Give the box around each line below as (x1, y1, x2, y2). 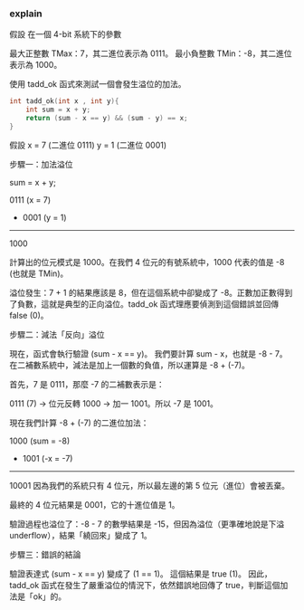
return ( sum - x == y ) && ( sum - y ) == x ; (25, 114, 188, 123)
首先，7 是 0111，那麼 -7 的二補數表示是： (9, 378, 165, 389)
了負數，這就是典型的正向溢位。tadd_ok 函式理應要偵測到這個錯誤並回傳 (9, 298, 280, 310)
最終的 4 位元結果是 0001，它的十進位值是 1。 (9, 499, 180, 510)
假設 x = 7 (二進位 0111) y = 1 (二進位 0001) (9, 139, 167, 150)
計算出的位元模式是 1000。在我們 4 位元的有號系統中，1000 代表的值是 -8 (9, 256, 285, 267)
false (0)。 (9, 310, 49, 320)
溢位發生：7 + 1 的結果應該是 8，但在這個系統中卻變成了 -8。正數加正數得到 (9, 287, 293, 298)
